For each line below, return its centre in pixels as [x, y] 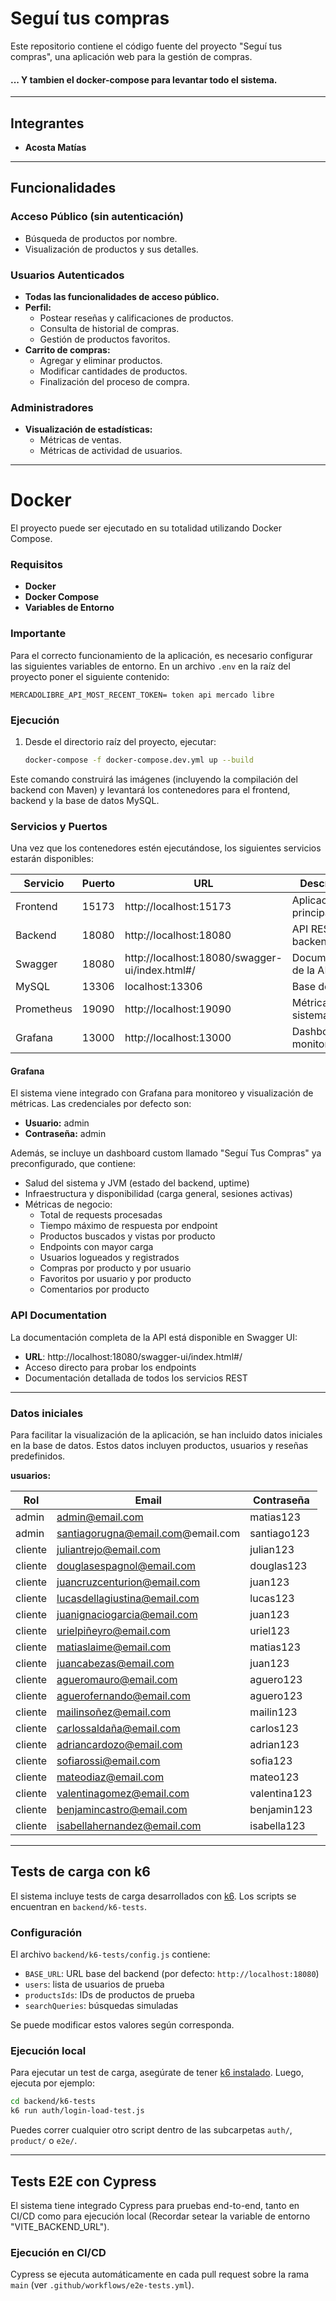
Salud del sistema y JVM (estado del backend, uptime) [137, 1183]
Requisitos [36, 565]
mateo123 [274, 1777]
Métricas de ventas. [80, 440]
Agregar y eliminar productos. [101, 360]
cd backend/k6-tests [53, 2102]
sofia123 [271, 1761]
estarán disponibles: [52, 859]
